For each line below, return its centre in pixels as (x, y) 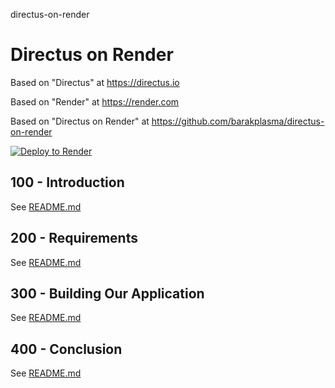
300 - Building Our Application (107, 293)
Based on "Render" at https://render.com (95, 101)
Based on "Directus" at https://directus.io (95, 82)
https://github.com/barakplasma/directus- (238, 121)
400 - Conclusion (66, 349)
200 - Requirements (74, 238)
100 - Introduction (67, 182)
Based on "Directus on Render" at (80, 121)
